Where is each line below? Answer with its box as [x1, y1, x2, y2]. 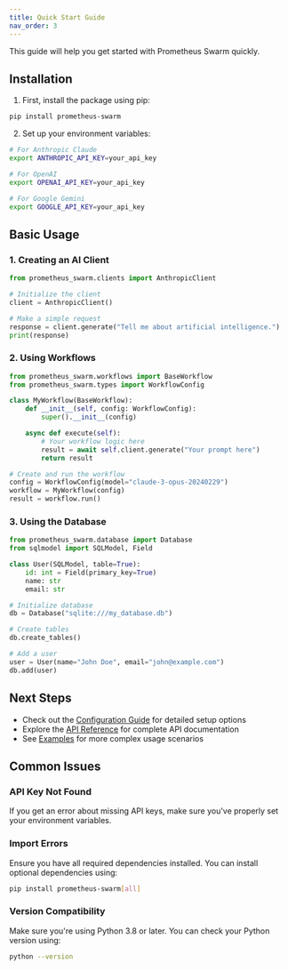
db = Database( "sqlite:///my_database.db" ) [9, 609, 173, 618]
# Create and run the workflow [9, 469, 125, 478]
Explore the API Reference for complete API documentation [21, 724, 240, 734]
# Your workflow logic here [41, 437, 145, 445]
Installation [9, 71, 73, 86]
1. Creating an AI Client [9, 253, 109, 266]
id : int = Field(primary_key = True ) [25, 568, 157, 577]
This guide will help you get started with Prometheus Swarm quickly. [9, 45, 260, 56]
